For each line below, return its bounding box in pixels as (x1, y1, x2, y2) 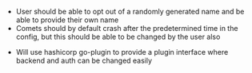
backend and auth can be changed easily (15, 56, 153, 65)
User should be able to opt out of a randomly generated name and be (15, 7, 245, 16)
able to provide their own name (15, 15, 119, 25)
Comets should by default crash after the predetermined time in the (15, 24, 238, 33)
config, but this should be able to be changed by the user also (15, 32, 221, 41)
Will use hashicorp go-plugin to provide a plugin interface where (15, 48, 229, 56)
